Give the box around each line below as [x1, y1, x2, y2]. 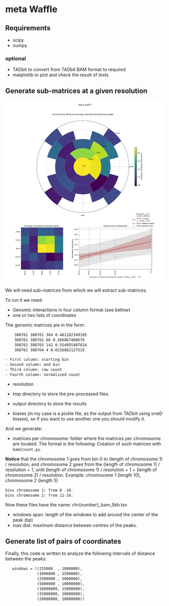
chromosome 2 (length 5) [5, 478, 58, 484]
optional [5, 55, 26, 62]
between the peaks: [5, 555, 47, 562]
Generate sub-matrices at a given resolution [5, 86, 148, 95]
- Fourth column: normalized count [5, 372, 80, 378]
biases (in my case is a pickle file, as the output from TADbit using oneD [12, 410, 163, 416]
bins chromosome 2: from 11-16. [5, 493, 73, 498]
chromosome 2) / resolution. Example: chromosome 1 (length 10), [5, 472, 141, 478]
